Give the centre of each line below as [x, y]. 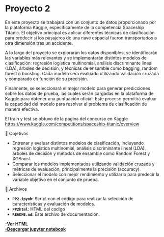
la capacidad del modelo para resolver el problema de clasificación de [76, 104]
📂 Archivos [16, 189]
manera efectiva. [22, 109]
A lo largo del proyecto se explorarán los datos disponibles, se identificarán [81, 53]
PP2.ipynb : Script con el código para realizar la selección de [73, 198]
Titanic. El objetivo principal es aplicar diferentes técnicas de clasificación [80, 32]
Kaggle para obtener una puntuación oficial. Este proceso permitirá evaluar [81, 98]
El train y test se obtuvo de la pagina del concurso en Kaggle [67, 118]
